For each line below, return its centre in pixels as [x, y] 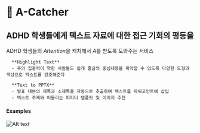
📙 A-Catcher [38, 12]
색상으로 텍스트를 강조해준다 [36, 75]
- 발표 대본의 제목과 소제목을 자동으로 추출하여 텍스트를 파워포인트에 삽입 [90, 91]
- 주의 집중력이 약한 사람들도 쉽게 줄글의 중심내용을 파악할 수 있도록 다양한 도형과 [101, 68]
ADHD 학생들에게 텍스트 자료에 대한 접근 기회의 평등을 [100, 35]
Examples [19, 111]
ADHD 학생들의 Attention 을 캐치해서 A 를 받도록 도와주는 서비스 [80, 51]
